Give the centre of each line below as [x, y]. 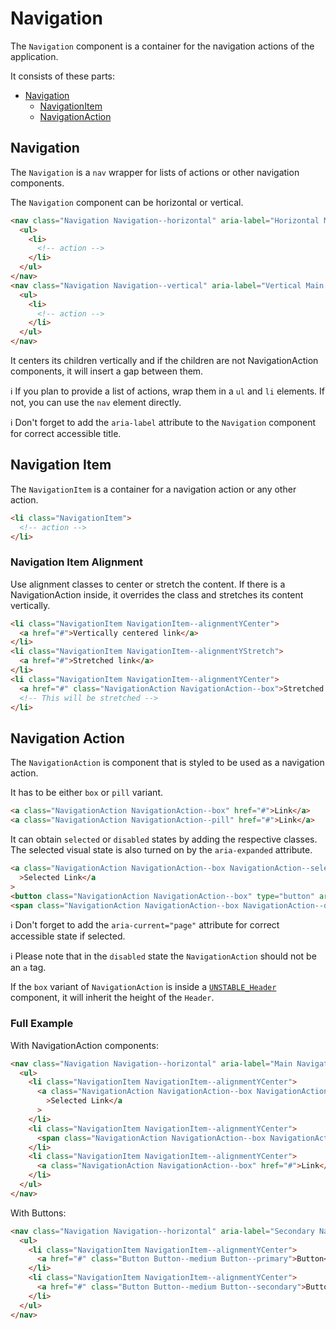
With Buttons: [38, 1213]
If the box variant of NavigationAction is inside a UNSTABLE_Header [143, 987]
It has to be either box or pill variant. [87, 793]
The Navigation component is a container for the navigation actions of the [162, 46]
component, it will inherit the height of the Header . [112, 998]
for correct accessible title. [66, 433]
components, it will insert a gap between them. [107, 371]
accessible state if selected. [68, 936]
